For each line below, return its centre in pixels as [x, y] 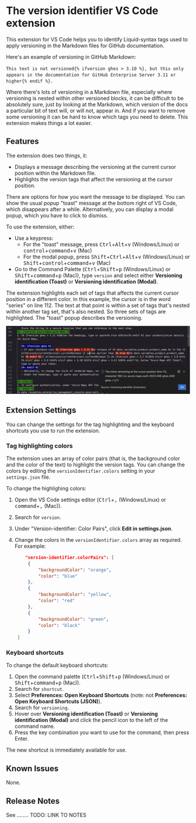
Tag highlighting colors [39, 445]
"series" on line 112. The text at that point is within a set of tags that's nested [98, 305]
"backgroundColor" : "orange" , [75, 570]
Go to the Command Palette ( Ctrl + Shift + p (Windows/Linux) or [92, 269]
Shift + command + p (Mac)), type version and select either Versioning [98, 275]
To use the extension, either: [40, 227]
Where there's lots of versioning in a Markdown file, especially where [89, 92]
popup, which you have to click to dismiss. [57, 215]
